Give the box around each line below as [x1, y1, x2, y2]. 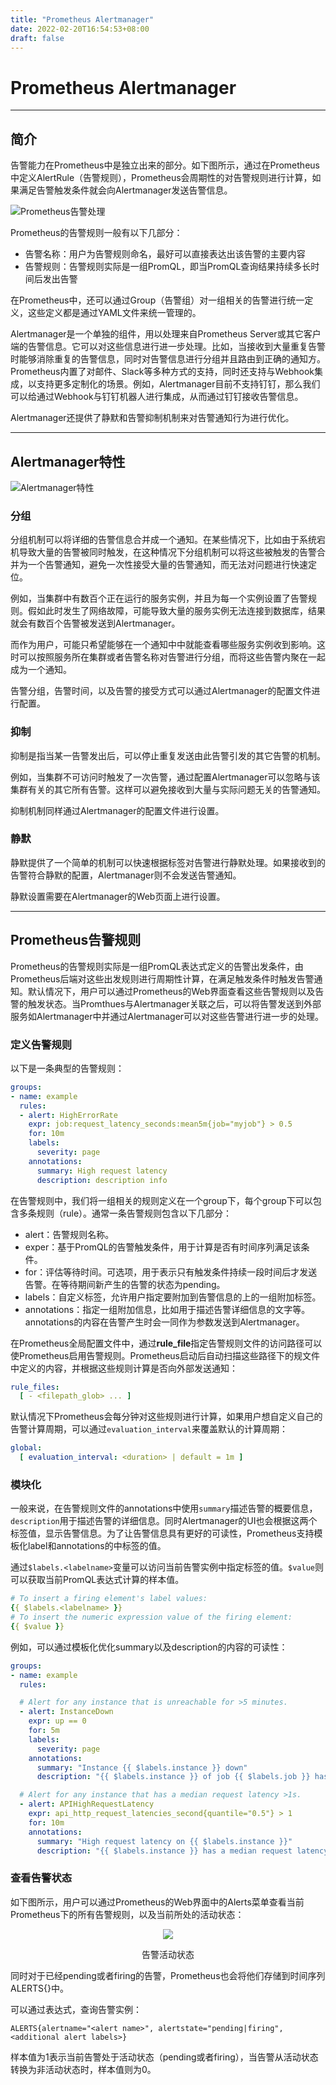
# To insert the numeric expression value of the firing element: [10, 1612, 293, 1623]
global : [10, 1443, 43, 1453]
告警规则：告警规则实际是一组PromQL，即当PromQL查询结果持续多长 [24, 261, 312, 273]
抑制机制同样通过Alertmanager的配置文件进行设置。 [10, 804, 225, 816]
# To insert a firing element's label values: [10, 1594, 208, 1604]
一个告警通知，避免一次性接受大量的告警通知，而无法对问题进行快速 [27, 559, 308, 571]
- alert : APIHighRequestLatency [19, 1799, 155, 1810]
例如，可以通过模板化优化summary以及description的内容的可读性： [10, 1641, 288, 1653]
